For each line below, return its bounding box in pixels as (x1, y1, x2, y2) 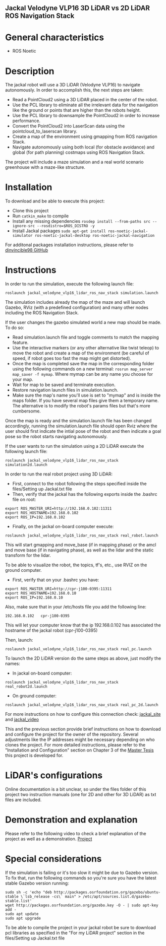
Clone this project (12, 208, 49, 214)
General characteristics (5, 32, 104, 43)
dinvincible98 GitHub (5, 247, 49, 253)
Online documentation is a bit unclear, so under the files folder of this (5, 786, 146, 792)
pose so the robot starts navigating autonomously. (5, 434, 108, 440)
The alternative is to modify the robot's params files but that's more (12, 403, 150, 409)
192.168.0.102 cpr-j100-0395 (5, 613, 70, 618)
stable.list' (5, 898, 32, 903)
